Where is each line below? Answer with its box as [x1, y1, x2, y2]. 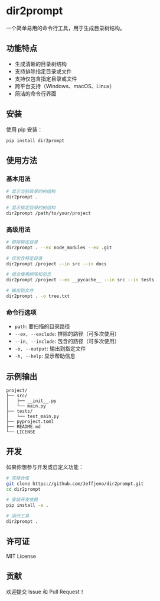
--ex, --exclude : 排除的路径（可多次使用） [14, 330, 120, 338]
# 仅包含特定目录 [6, 255, 43, 261]
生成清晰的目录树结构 [14, 60, 67, 68]
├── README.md [6, 424, 41, 430]
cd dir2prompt [6, 486, 41, 492]
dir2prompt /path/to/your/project [6, 210, 92, 216]
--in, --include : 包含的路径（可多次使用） [14, 338, 120, 345]
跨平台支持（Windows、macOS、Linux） [14, 82, 115, 89]
